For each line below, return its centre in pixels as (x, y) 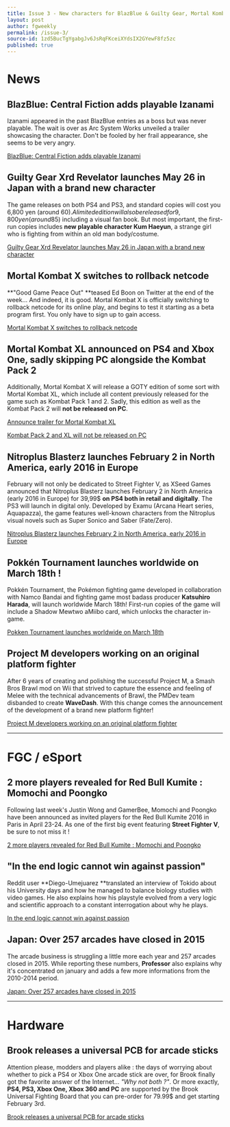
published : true (30, 45)
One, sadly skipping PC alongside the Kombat (107, 360)
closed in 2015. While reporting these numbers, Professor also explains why (115, 963)
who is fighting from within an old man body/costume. (83, 234)
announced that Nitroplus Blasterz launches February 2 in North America (110, 491)
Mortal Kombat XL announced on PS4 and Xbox (111, 349)
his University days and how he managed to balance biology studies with (110, 890)
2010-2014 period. (33, 978)
